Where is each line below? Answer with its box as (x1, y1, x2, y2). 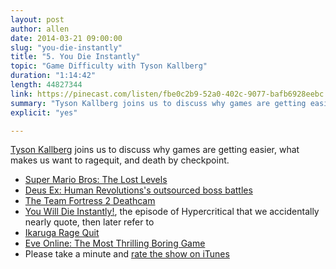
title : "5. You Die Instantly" (10, 52, 141, 62)
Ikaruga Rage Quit (24, 227, 100, 239)
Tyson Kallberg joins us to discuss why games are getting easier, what (10, 144, 300, 156)
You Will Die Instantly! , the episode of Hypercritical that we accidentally (24, 206, 320, 218)
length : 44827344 (10, 80, 83, 90)
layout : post (10, 14, 65, 25)
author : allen (10, 24, 70, 34)
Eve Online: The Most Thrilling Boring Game (24, 237, 206, 250)
